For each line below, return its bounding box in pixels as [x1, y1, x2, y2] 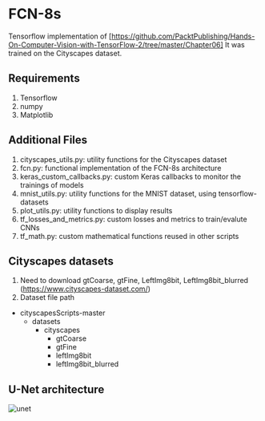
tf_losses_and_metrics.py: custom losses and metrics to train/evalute [19, 214, 247, 224]
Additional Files [8, 133, 88, 147]
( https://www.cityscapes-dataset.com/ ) [19, 284, 151, 293]
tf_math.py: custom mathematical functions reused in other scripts [19, 231, 239, 241]
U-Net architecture [8, 383, 105, 396]
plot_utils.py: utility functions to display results [19, 205, 173, 215]
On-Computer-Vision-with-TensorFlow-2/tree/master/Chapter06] [8, 39, 224, 49]
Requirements [8, 71, 80, 85]
